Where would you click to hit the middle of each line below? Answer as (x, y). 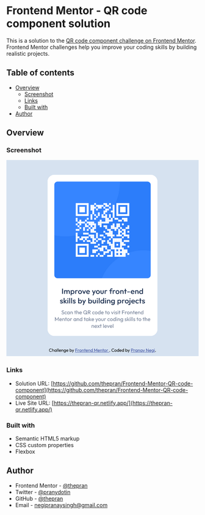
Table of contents (40, 73)
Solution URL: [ (34, 383)
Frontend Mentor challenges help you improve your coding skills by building (102, 47)
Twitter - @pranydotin (43, 492)
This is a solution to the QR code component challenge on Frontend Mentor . (101, 40)
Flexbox (25, 452)
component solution (59, 24)
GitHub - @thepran (39, 498)
